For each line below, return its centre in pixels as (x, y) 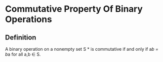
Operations (29, 19)
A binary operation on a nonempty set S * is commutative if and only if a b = (82, 49)
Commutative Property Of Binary (74, 9)
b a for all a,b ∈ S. (23, 54)
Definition (20, 37)
